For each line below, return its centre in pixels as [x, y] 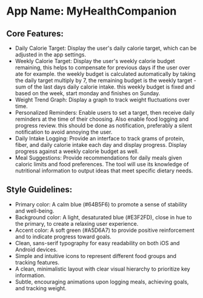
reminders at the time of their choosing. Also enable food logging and [102, 119]
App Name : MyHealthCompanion [92, 11]
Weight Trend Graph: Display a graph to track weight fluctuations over [102, 100]
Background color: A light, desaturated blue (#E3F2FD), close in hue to [103, 217]
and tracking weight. [41, 288]
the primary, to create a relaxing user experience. [77, 223]
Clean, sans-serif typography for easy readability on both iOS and [97, 243]
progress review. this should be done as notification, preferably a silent [104, 125]
